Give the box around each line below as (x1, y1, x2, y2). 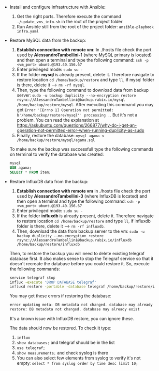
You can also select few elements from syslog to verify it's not (16, 355, 141, 361)
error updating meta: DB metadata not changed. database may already (9, 303, 153, 307)
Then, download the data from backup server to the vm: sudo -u (16, 228, 145, 234)
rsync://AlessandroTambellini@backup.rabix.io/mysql (16, 97, 126, 102)
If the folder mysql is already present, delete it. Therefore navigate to (16, 72, 155, 77)
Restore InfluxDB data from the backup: (9, 178, 88, 184)
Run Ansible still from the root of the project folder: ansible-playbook (16, 24, 154, 30)
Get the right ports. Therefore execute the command (16, 14, 121, 19)
